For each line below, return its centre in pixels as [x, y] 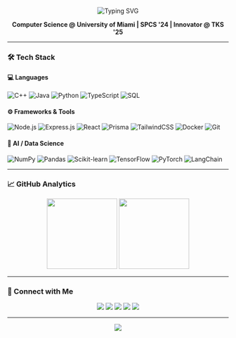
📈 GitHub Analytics [41, 184]
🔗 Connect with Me [40, 291]
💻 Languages [28, 77]
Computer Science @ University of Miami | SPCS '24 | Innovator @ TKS [118, 24]
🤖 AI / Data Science [36, 143]
